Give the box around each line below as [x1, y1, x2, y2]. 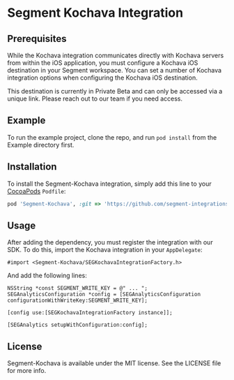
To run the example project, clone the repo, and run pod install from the [7, 133, 217, 141]
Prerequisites [7, 33, 67, 45]
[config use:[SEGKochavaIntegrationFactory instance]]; [7, 309, 173, 316]
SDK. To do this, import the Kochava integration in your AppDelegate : [7, 246, 203, 254]
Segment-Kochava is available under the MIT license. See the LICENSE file [7, 359, 221, 367]
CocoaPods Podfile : [7, 187, 66, 195]
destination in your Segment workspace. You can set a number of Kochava [7, 66, 221, 74]
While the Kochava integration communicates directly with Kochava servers [7, 51, 224, 59]
